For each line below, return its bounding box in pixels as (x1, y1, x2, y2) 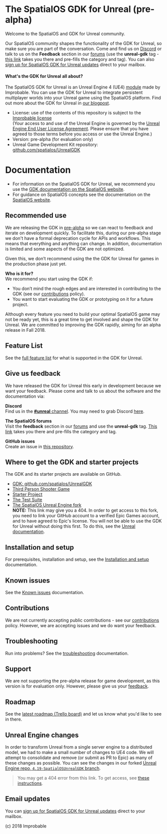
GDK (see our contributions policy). (12, 291, 85, 297)
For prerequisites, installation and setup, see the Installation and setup (5, 556, 150, 563)
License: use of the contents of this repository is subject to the (12, 110, 141, 116)
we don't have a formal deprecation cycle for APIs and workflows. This (5, 235, 151, 241)
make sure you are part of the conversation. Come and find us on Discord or (5, 45, 162, 51)
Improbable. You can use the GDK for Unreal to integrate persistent (5, 89, 143, 95)
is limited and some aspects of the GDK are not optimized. (5, 246, 125, 252)
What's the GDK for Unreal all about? (5, 73, 83, 79)
